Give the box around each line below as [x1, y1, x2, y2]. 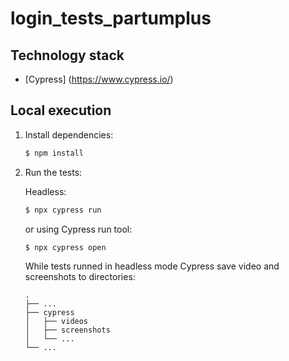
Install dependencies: [24, 128, 114, 141]
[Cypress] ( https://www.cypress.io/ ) [24, 73, 174, 85]
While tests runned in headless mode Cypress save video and [24, 260, 280, 272]
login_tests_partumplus [10, 7, 212, 30]
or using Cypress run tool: [24, 223, 133, 235]
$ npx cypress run [24, 205, 102, 215]
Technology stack [10, 47, 125, 64]
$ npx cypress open [24, 242, 107, 252]
